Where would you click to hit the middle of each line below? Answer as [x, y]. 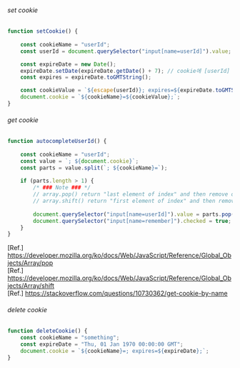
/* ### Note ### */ [62, 188]
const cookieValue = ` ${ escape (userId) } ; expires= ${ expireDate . [118, 90]
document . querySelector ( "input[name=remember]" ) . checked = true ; [132, 221]
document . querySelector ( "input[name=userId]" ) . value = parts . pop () [135, 214]
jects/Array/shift [31, 286]
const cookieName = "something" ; [70, 338]
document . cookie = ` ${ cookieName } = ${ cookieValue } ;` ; [100, 97]
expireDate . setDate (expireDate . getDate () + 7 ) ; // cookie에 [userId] [125, 71]
